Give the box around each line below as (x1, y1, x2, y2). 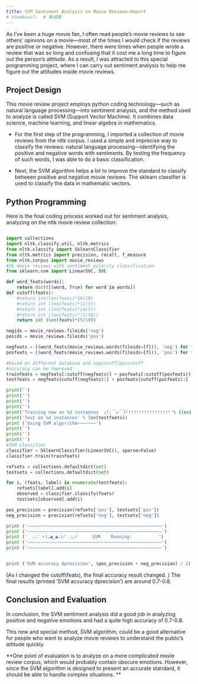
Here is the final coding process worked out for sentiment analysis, (6, 213, 169, 220)
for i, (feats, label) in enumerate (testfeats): (6, 480, 128, 486)
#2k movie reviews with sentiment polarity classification (6, 263, 154, 269)
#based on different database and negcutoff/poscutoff (6, 360, 144, 366)
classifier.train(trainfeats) (6, 453, 81, 459)
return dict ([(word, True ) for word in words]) (16, 284, 136, 291)
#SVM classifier (6, 442, 46, 448)
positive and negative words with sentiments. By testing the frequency (14, 150, 186, 157)
